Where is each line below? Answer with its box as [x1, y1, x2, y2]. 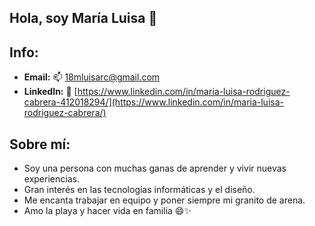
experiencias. [23, 173, 80, 185]
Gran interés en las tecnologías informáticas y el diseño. [23, 184, 256, 196]
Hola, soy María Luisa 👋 [9, 10, 158, 27]
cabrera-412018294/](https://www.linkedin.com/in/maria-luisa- [23, 96, 284, 108]
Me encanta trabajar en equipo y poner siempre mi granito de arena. [23, 194, 306, 206]
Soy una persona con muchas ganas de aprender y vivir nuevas [23, 162, 287, 175]
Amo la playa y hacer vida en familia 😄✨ [23, 205, 192, 217]
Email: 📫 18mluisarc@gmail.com [23, 71, 161, 83]
